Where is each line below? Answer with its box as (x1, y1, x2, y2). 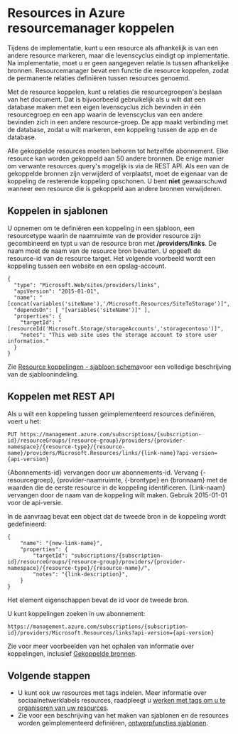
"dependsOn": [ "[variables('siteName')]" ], (13, 306, 151, 313)
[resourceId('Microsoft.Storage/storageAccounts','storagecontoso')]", (7, 325, 224, 332)
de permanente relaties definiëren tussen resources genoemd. (7, 73, 190, 82)
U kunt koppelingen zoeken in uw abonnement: (7, 609, 146, 617)
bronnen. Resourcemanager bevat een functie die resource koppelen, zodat (7, 66, 229, 75)
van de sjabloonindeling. (7, 369, 80, 378)
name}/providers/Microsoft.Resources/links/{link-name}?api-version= (7, 449, 218, 456)
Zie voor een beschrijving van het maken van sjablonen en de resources (17, 711, 229, 720)
